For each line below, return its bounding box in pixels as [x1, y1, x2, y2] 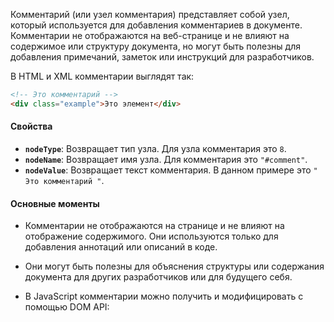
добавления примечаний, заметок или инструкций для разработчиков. [10, 51, 315, 63]
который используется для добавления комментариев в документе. [10, 19, 303, 31]
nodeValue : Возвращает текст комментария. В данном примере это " [24, 164, 318, 176]
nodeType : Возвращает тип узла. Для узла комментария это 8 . [24, 142, 287, 154]
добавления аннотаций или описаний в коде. [24, 241, 218, 253]
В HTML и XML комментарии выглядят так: [10, 70, 195, 82]
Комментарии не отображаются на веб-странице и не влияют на [10, 30, 290, 41]
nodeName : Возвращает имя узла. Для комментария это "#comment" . [24, 153, 308, 165]
